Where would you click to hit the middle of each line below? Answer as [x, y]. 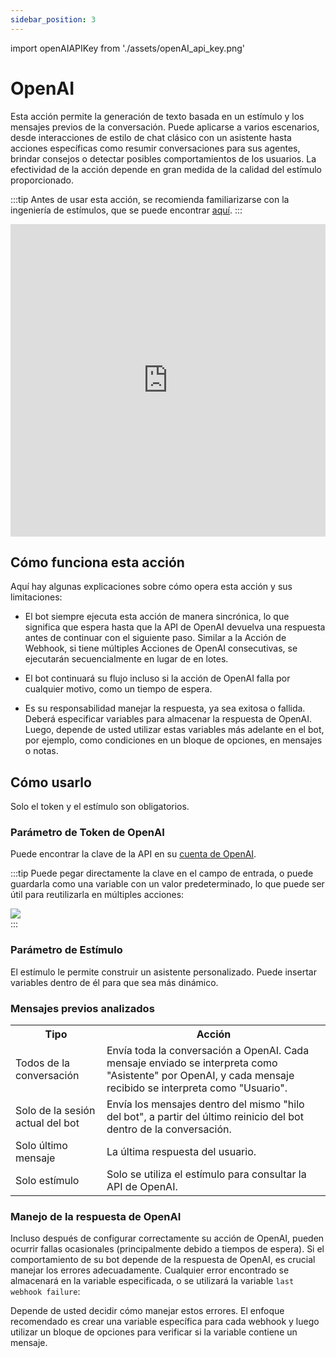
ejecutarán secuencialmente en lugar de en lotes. [126, 659]
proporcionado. [42, 180]
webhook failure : [45, 1292]
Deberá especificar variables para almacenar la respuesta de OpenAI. [168, 719]
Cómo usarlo [51, 782]
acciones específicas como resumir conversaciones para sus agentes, [155, 148]
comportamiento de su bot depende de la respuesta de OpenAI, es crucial [163, 1260]
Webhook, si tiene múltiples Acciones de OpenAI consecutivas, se [161, 648]
